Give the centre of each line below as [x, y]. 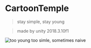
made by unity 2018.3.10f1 [43, 31]
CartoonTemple [37, 8]
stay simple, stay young [41, 22]
